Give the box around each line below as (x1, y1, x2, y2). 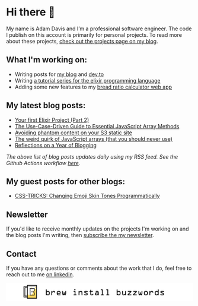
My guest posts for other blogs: (6, 176, 126, 187)
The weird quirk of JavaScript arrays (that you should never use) (14, 135, 173, 142)
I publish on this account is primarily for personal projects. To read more (6, 31, 183, 38)
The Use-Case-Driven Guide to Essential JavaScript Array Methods (14, 122, 180, 130)
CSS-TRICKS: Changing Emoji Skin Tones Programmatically (14, 193, 160, 200)
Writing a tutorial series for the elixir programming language (14, 77, 161, 84)
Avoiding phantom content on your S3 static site (14, 129, 132, 136)
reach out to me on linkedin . (6, 271, 75, 278)
